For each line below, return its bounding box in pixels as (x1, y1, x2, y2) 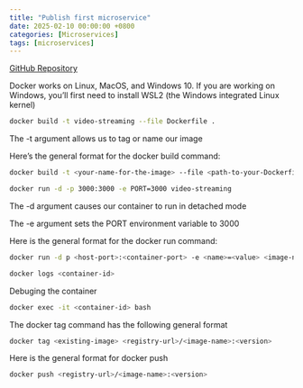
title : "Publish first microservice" (9, 13, 151, 23)
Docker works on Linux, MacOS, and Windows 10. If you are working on (9, 80, 276, 91)
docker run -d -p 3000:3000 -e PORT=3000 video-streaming (9, 185, 232, 194)
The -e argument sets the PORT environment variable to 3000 (9, 218, 240, 229)
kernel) (9, 100, 36, 111)
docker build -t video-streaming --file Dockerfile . (9, 117, 216, 126)
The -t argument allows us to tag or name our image (9, 133, 203, 144)
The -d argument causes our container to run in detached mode (9, 200, 247, 212)
